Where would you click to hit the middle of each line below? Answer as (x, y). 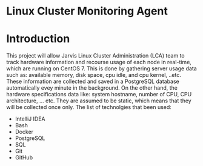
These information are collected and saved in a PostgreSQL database (93, 81)
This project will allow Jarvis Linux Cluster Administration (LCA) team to (95, 56)
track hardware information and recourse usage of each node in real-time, (99, 62)
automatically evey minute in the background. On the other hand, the (92, 88)
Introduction (38, 39)
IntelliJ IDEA (30, 119)
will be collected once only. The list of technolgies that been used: (89, 107)
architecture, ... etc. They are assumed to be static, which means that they (99, 101)
